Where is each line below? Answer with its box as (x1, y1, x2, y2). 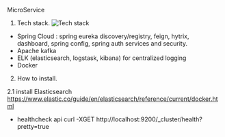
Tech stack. (16, 19, 50, 27)
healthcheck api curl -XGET (16, 115, 95, 123)
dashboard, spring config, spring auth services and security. (16, 40, 188, 47)
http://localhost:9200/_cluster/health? (96, 115, 203, 123)
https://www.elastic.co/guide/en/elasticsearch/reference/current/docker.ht (7, 95, 218, 103)
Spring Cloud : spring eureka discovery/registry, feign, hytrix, (16, 32, 189, 40)
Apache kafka (16, 47, 57, 55)
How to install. (16, 74, 57, 82)
